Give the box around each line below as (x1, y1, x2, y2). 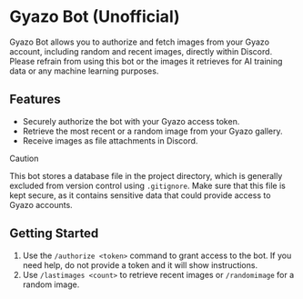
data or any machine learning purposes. (9, 65, 159, 76)
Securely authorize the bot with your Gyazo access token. (22, 115, 240, 126)
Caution (9, 153, 39, 164)
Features (9, 92, 61, 107)
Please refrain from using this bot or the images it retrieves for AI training (9, 55, 283, 66)
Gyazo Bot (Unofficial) (9, 6, 180, 27)
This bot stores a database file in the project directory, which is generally (9, 170, 283, 181)
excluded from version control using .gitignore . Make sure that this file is (9, 180, 287, 191)
